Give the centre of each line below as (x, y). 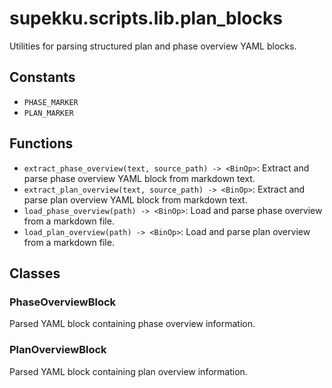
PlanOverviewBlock (58, 350)
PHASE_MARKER (51, 102)
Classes (35, 273)
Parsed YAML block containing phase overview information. (132, 324)
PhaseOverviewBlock (63, 302)
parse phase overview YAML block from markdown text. (139, 178)
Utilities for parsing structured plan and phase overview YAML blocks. (153, 46)
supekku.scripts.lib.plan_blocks (146, 18)
